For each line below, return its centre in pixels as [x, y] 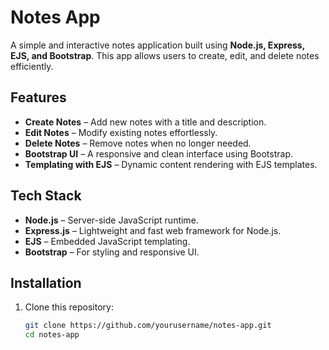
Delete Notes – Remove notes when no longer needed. [138, 143]
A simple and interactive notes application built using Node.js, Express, [157, 45]
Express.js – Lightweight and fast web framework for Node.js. [153, 230]
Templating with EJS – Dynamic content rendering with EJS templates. [171, 164]
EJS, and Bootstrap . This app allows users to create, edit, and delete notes [165, 55]
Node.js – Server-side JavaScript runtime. [111, 220]
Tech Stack [46, 196]
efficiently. [32, 66]
